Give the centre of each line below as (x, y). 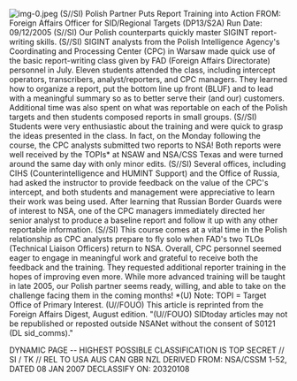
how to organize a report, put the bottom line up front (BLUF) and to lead (141, 89)
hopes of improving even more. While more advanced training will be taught (147, 277)
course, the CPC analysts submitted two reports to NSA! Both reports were (145, 145)
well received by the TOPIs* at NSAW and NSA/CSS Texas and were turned (146, 154)
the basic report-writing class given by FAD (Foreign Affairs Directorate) (140, 61)
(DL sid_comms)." (41, 333)
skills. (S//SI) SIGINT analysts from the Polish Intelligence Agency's (158, 42)
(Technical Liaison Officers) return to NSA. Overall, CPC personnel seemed (145, 248)
